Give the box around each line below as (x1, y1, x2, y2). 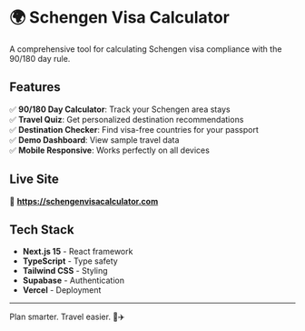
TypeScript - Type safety (22, 256, 118, 266)
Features (9, 79, 61, 95)
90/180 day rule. (9, 53, 71, 64)
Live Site (9, 172, 59, 187)
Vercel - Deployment (22, 285, 102, 296)
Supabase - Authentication (22, 275, 125, 286)
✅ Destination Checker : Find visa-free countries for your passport (9, 124, 259, 135)
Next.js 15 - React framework (22, 246, 133, 257)
